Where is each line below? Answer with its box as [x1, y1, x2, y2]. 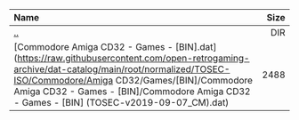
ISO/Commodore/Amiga [13, 75, 114, 86]
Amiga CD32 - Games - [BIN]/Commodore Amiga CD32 [13, 85, 251, 97]
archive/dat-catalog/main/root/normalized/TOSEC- [13, 63, 230, 75]
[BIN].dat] [174, 41, 217, 52]
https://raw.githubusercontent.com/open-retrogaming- [17, 52, 250, 64]
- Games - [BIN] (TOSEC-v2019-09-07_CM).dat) [13, 97, 230, 108]
